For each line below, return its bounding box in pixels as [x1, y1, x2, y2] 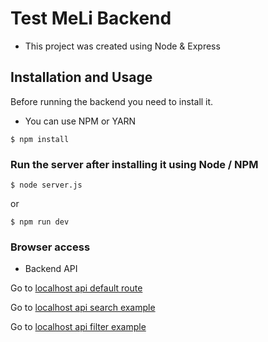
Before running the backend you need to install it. [10, 95, 214, 107]
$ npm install [10, 134, 70, 144]
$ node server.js [10, 180, 83, 191]
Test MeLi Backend [10, 7, 172, 30]
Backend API [24, 263, 78, 275]
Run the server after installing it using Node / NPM [10, 157, 259, 171]
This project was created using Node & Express [24, 40, 221, 52]
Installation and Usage [10, 69, 153, 86]
